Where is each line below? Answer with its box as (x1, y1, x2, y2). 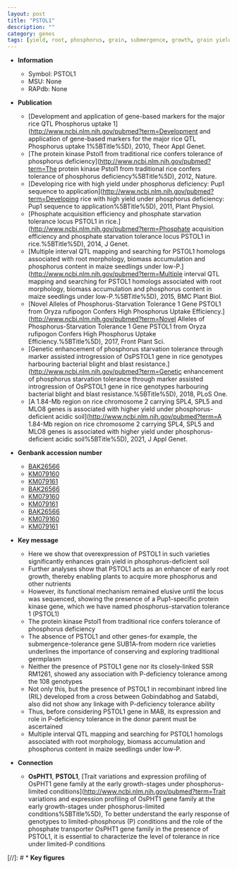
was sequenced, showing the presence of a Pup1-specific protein (28, 595, 219, 603)
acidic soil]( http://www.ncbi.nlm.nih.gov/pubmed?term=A (55, 413, 222, 421)
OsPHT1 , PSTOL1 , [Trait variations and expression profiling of (28, 772, 207, 781)
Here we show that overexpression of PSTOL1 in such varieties (28, 550, 210, 558)
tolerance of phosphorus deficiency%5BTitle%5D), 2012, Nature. (28, 172, 217, 181)
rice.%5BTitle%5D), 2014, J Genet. (28, 240, 129, 248)
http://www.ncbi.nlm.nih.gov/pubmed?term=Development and (30, 127, 211, 136)
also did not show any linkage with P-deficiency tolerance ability (28, 700, 215, 709)
